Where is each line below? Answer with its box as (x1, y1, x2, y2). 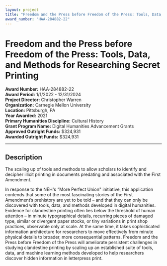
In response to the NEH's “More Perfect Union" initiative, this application (5, 186, 154, 192)
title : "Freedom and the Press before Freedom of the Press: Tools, (5, 12, 150, 17)
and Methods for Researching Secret (5, 59, 161, 70)
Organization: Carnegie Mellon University (5, 102, 91, 108)
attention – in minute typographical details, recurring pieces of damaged (5, 213, 153, 219)
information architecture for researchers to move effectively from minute (5, 229, 154, 235)
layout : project (5, 7, 39, 12)
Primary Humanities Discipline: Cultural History (5, 118, 104, 124)
